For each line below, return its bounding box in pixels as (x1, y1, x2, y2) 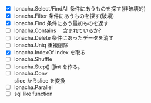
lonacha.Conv (14, 70, 48, 77)
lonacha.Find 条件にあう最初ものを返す (14, 20, 109, 27)
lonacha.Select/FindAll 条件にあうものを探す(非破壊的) (14, 5, 146, 12)
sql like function (14, 90, 53, 97)
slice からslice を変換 (14, 77, 66, 84)
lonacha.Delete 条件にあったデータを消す (14, 35, 114, 42)
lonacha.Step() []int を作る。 (14, 63, 83, 70)
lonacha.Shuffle (14, 56, 52, 63)
